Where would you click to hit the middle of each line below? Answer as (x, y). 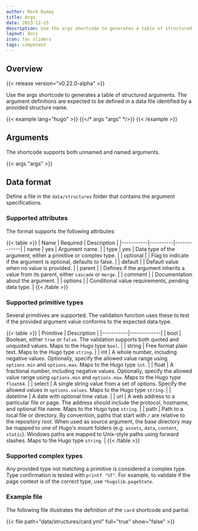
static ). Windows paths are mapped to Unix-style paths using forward (92, 434)
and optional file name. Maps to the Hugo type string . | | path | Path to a (95, 409)
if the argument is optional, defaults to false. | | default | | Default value (92, 262)
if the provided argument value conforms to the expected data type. (89, 321)
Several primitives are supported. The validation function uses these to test (98, 315)
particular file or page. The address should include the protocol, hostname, (98, 403)
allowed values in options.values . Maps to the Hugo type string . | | (89, 389)
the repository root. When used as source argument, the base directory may (99, 421)
